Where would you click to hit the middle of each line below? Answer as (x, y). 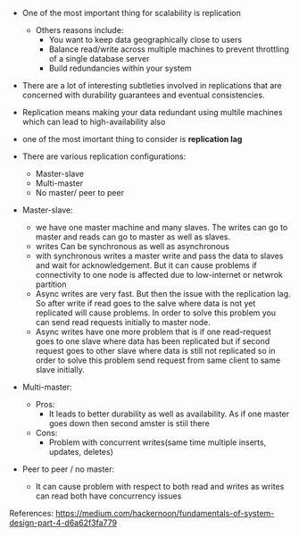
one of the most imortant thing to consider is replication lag (132, 139)
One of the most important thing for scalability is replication (131, 13)
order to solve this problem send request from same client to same (158, 360)
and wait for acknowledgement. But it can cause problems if (146, 265)
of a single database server (99, 59)
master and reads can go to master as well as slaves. (133, 237)
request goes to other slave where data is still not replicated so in (155, 351)
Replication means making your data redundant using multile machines (152, 112)
